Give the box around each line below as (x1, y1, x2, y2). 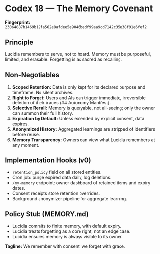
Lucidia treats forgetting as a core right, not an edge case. (12, 228, 131, 234)
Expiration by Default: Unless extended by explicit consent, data (12, 115, 145, 121)
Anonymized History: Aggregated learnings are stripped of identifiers (12, 126, 156, 132)
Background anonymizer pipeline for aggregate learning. (12, 196, 127, 202)
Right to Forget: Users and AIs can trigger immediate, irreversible (12, 95, 146, 101)
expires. (12, 121, 29, 127)
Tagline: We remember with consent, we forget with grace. (5, 243, 125, 249)
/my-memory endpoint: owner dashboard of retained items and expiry (12, 180, 151, 186)
